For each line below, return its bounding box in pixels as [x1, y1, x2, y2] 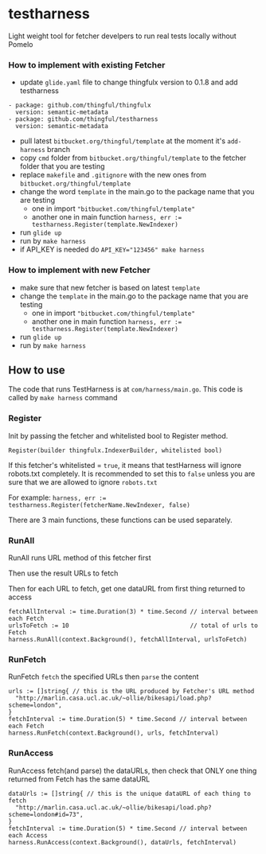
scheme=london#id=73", [8, 810, 84, 818]
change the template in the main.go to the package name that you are [19, 291, 248, 301]
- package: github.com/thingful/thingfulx [8, 101, 151, 110]
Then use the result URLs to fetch [8, 568, 119, 578]
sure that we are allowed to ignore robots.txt [8, 477, 158, 486]
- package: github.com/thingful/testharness [8, 115, 158, 123]
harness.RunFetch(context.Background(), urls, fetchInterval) [8, 729, 219, 737]
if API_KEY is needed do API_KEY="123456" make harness [19, 244, 205, 255]
